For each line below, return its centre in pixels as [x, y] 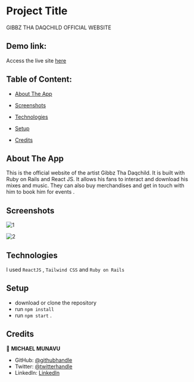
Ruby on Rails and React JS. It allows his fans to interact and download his [97, 179]
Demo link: [26, 46]
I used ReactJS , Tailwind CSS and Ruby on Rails [65, 270]
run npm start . [33, 315]
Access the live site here [36, 60]
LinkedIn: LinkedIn [37, 372]
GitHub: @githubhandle [43, 360]
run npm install [35, 309]
